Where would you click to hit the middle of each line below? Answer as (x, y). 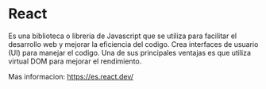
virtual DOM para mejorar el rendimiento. (75, 61)
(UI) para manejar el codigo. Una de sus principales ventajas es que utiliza (130, 52)
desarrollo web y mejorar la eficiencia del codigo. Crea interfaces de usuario (133, 44)
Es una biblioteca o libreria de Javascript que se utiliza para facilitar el (122, 36)
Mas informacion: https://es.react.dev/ (71, 76)
